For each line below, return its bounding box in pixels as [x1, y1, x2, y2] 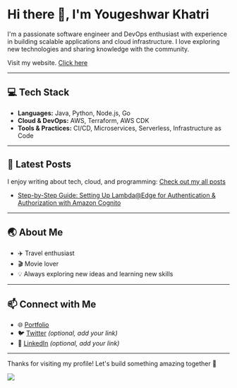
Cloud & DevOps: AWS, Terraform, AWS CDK [17, 116, 150, 124]
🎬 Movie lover [17, 259, 59, 268]
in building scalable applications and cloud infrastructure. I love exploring [7, 37, 220, 45]
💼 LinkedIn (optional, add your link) [17, 339, 120, 348]
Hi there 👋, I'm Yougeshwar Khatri [7, 6, 209, 23]
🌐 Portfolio [17, 321, 49, 329]
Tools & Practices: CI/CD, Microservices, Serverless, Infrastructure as [17, 124, 222, 132]
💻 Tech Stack [7, 86, 70, 98]
